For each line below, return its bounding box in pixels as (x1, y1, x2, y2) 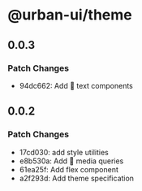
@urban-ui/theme (7, 6, 132, 24)
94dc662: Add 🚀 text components (19, 80, 133, 90)
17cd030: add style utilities (19, 147, 109, 157)
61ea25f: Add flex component (19, 164, 118, 174)
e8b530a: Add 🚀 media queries (19, 156, 124, 166)
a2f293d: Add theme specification (19, 173, 135, 183)
